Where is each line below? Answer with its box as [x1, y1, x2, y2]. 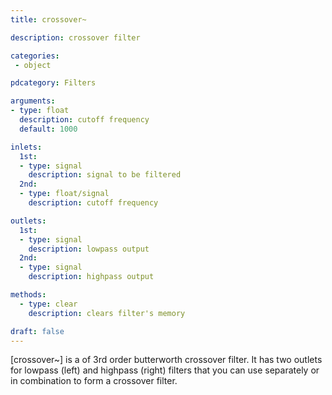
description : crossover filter [10, 32, 141, 43]
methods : [10, 290, 47, 300]
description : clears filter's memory [28, 308, 186, 318]
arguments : [10, 96, 56, 106]
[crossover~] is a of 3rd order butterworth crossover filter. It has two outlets [10, 354, 323, 366]
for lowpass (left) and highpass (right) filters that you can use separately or [10, 364, 320, 376]
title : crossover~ [10, 14, 87, 25]
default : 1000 [19, 124, 78, 134]
